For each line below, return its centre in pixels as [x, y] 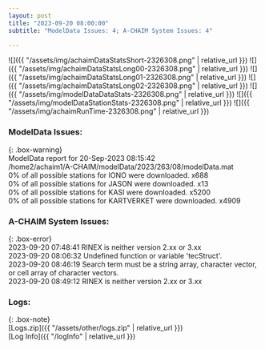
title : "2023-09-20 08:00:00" [59, 23]
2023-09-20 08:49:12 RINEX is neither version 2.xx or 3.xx [105, 281]
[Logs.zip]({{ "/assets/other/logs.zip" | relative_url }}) [96, 328]
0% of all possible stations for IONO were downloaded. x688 [108, 175]
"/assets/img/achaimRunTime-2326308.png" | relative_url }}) [109, 111]
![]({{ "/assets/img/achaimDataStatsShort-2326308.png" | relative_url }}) [128, 60]
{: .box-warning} [35, 150]
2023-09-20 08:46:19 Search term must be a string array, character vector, [133, 264]
